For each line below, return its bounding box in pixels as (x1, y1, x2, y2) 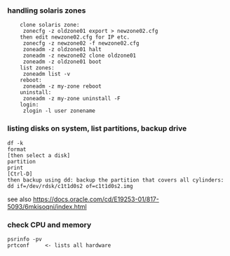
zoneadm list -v (22, 71, 71, 78)
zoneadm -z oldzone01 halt (22, 46, 102, 53)
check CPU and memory (7, 220, 92, 229)
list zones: (20, 65, 55, 72)
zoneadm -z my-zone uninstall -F (22, 95, 121, 102)
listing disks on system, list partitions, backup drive (7, 123, 187, 133)
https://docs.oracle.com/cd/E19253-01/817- (32, 195, 159, 203)
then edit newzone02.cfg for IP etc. (20, 34, 130, 41)
